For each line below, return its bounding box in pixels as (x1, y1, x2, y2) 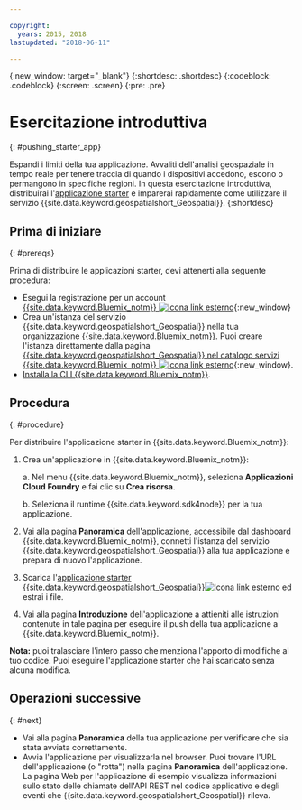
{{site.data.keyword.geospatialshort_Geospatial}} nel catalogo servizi (22, 349, 280, 361)
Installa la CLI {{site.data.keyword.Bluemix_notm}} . (22, 369, 211, 380)
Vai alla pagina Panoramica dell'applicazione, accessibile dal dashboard (22, 526, 291, 536)
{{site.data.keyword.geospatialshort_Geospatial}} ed (22, 582, 292, 592)
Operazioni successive (9, 691, 142, 706)
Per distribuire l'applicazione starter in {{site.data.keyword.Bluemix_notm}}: (9, 436, 289, 447)
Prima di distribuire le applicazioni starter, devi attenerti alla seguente (9, 265, 266, 276)
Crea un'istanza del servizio (22, 312, 126, 322)
